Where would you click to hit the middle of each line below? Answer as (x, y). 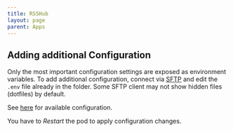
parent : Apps (26, 27)
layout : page (26, 20)
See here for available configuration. (60, 108)
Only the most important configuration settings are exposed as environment (117, 72)
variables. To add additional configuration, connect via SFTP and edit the (113, 79)
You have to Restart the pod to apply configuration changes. (94, 121)
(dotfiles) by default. (36, 94)
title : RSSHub (28, 14)
